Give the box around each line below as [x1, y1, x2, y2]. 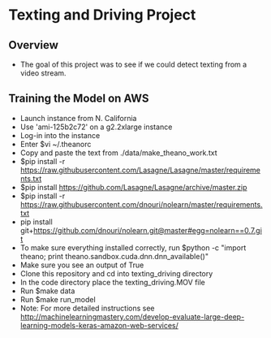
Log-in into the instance [19, 130, 101, 140]
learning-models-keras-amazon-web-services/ [19, 320, 179, 330]
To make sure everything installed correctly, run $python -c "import [19, 242, 247, 253]
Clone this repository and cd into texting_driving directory [19, 268, 213, 278]
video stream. [19, 68, 67, 78]
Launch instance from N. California [19, 113, 137, 123]
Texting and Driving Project [8, 6, 196, 24]
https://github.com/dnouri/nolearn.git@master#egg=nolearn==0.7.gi [33, 225, 262, 235]
